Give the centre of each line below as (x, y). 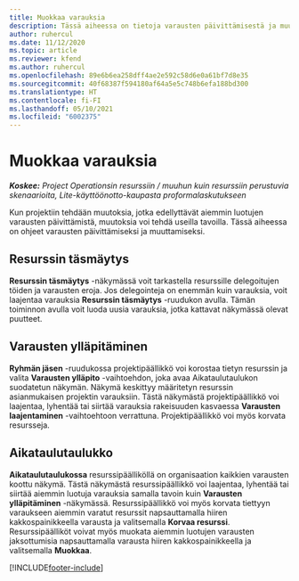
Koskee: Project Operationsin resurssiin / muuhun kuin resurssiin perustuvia (149, 186)
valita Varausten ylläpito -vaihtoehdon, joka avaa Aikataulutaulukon (133, 377)
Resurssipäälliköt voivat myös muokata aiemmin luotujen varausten (132, 531)
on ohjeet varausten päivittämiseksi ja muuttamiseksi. (107, 232)
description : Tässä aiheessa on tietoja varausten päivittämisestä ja (143, 26)
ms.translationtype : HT (53, 92)
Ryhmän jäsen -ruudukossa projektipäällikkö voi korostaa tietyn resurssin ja (148, 368)
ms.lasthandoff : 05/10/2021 (61, 109)
